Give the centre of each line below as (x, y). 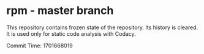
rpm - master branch (60, 11)
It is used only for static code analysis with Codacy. (71, 33)
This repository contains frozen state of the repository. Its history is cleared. (102, 27)
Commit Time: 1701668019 (40, 46)
